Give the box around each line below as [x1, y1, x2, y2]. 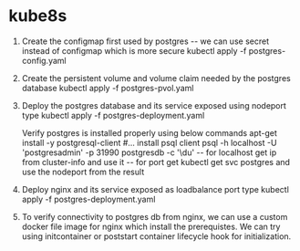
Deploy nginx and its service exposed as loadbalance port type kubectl [21, 183, 289, 194]
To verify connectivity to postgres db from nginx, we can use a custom [21, 211, 288, 222]
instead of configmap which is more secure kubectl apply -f [21, 45, 247, 56]
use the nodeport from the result [21, 166, 145, 177]
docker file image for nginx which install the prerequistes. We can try [21, 221, 281, 232]
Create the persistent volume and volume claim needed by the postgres [21, 72, 291, 83]
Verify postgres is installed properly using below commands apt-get [21, 127, 277, 138]
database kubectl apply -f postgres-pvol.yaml [21, 82, 194, 93]
